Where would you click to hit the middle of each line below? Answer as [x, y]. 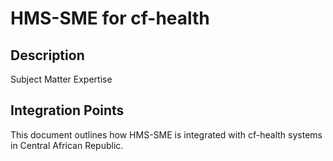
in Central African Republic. [67, 145]
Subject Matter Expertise [61, 79]
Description [47, 55]
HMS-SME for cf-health [110, 18]
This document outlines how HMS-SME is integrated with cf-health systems [166, 134]
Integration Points [67, 110]
